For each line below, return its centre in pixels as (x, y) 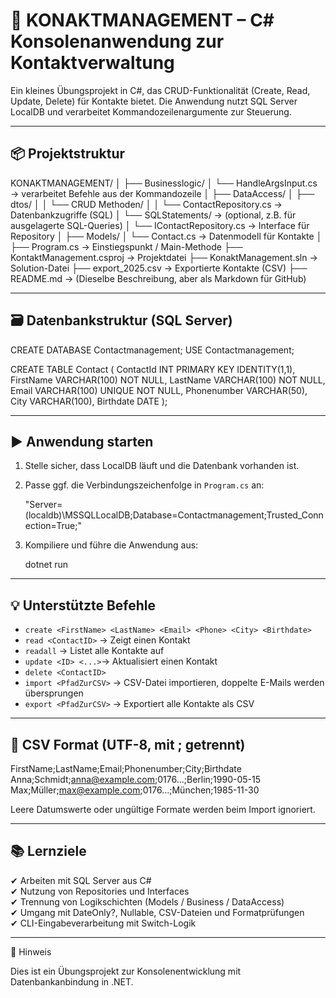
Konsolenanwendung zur (117, 41)
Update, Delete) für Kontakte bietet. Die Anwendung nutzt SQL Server (154, 101)
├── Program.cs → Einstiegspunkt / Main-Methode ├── (126, 246)
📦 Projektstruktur (68, 154)
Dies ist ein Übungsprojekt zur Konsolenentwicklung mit (126, 971)
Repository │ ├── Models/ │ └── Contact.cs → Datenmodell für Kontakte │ (166, 236)
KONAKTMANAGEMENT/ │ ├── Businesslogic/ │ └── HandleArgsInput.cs (164, 183)
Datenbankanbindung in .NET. (72, 981)
